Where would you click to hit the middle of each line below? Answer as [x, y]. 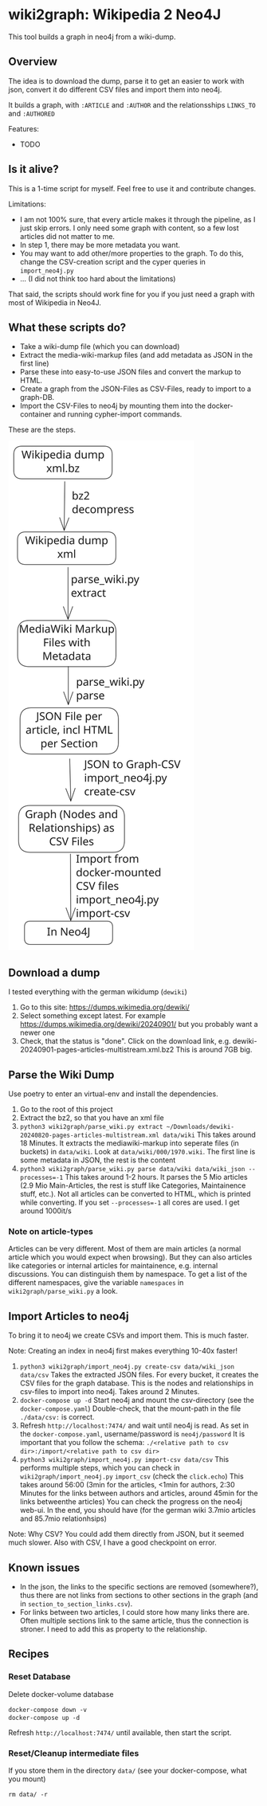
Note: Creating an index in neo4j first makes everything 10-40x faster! [123, 1351]
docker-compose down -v [48, 1710]
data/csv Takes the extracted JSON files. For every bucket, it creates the [139, 1375]
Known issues [44, 1567]
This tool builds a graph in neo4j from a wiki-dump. [92, 37]
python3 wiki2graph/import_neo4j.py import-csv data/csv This [124, 1459]
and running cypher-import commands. [118, 414]
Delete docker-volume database [61, 1694]
